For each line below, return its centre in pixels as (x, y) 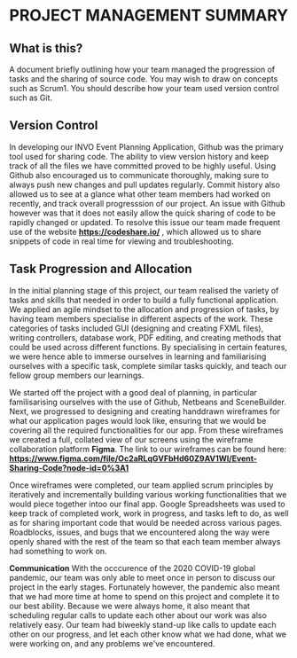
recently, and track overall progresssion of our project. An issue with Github (147, 203)
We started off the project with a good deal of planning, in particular (133, 392)
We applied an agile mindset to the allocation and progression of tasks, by (144, 309)
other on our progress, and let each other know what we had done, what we (148, 634)
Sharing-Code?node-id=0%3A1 (69, 467)
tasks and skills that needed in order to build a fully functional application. (144, 300)
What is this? (46, 48)
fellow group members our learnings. (77, 375)
